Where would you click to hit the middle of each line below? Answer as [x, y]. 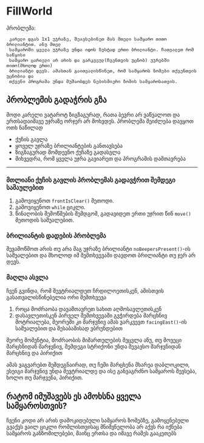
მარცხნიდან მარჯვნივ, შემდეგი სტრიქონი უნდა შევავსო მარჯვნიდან [93, 346]
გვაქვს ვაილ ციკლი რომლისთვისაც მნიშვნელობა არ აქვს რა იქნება [94, 427]
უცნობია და [20, 76]
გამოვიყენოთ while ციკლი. [50, 207]
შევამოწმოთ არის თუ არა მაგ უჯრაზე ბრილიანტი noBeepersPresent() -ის [99, 249]
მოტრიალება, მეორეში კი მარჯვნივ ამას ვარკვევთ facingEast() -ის [101, 322]
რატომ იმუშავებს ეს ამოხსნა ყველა [74, 397]
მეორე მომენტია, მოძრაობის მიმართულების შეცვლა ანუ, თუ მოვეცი [94, 340]
